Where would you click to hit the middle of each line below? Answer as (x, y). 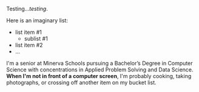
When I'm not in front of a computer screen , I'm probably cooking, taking (99, 76)
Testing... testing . (27, 9)
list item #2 (29, 45)
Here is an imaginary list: (37, 20)
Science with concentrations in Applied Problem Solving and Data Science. (100, 70)
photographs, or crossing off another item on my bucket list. (81, 82)
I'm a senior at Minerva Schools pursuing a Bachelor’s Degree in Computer (99, 63)
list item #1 (29, 32)
